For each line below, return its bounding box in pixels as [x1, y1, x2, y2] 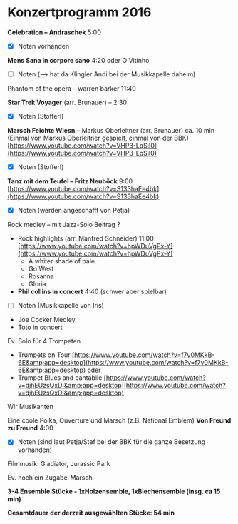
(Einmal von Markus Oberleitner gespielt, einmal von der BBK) [7, 133, 189, 143]
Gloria [28, 280, 46, 288]
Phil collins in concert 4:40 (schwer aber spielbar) [17, 287, 167, 296]
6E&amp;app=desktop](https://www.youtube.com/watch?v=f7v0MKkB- [17, 358, 229, 367]
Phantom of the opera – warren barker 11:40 [7, 84, 137, 93]
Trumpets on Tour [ [17, 351, 75, 359]
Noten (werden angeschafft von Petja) [17, 206, 130, 215]
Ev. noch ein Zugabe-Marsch [7, 473, 93, 482]
